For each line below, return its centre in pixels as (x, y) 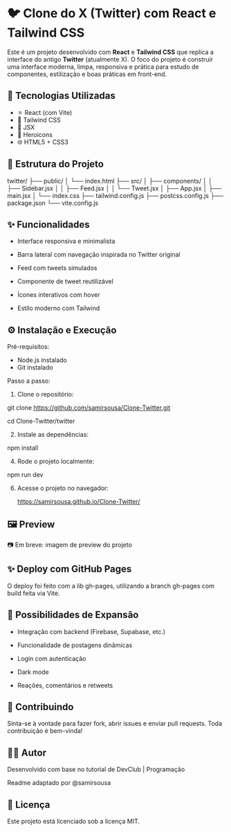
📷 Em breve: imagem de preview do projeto (70, 545)
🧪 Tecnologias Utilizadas (61, 96)
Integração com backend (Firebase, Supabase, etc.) (91, 631)
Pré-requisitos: (28, 347)
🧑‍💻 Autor (27, 753)
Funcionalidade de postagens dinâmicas (75, 645)
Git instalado (35, 368)
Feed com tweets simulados (57, 268)
